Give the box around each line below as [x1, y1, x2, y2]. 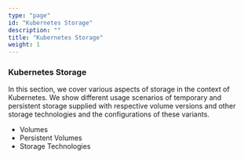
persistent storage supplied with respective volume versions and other [8, 102, 236, 111]
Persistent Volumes [19, 133, 82, 142]
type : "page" [8, 11, 51, 20]
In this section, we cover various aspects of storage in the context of [8, 84, 230, 94]
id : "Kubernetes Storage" [8, 19, 93, 27]
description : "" [8, 26, 61, 34]
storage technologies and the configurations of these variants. [8, 109, 210, 119]
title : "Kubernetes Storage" [8, 33, 104, 42]
